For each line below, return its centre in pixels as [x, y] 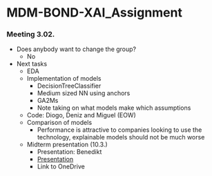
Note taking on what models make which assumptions [114, 108]
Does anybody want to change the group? [76, 49]
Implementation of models [64, 79]
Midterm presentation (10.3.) [67, 145]
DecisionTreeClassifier [69, 86]
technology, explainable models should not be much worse [121, 137]
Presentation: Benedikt [69, 152]
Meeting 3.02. [31, 35]
